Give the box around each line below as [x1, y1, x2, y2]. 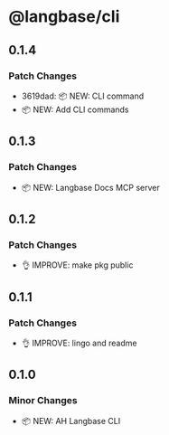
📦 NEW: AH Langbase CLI [21, 415, 121, 426]
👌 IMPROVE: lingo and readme [21, 337, 137, 348]
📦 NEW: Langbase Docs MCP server [21, 182, 160, 193]
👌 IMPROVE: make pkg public [21, 260, 134, 270]
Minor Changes [8, 394, 78, 407]
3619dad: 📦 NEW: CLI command [21, 90, 145, 101]
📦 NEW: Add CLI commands [21, 104, 129, 115]
